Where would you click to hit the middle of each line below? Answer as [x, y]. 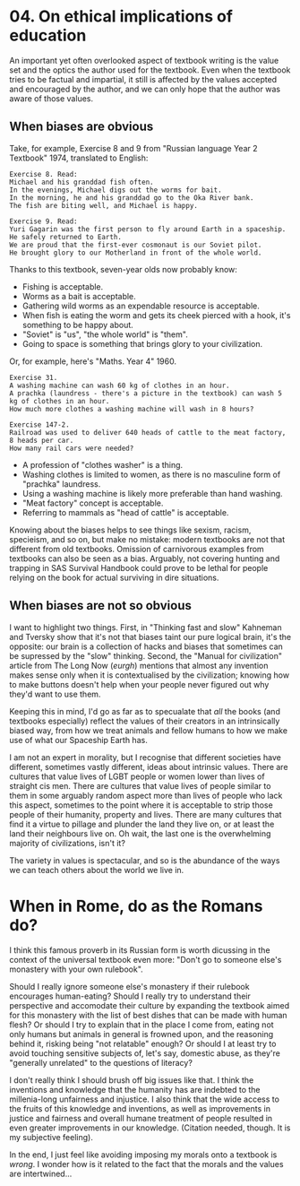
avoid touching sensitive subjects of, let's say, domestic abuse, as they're [145, 1053]
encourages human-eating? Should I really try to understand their [130, 996]
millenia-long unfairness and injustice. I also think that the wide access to [145, 1099]
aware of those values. [51, 98]
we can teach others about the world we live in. [97, 870]
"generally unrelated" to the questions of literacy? [101, 1062]
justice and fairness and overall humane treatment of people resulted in [141, 1118]
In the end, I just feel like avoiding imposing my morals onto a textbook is [143, 1155]
